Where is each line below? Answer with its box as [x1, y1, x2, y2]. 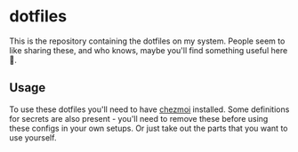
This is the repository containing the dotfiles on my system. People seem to [9, 36, 286, 46]
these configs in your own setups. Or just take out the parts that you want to [9, 123, 288, 133]
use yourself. [9, 132, 57, 143]
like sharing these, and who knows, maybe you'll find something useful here [9, 44, 288, 55]
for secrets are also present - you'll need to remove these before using [9, 113, 269, 124]
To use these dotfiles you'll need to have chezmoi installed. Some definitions [9, 104, 290, 115]
